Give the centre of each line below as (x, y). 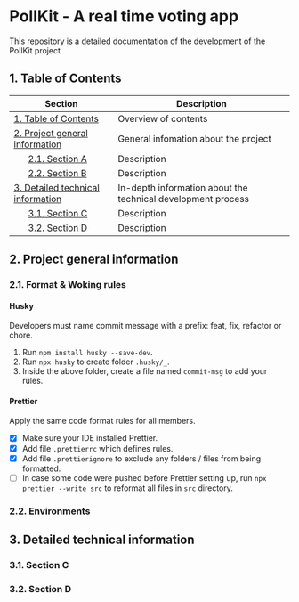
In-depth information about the (183, 187)
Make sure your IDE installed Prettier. (90, 438)
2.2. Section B (57, 173)
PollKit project (35, 50)
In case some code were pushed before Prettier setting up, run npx (144, 477)
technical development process (183, 199)
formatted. (41, 468)
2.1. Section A (57, 159)
